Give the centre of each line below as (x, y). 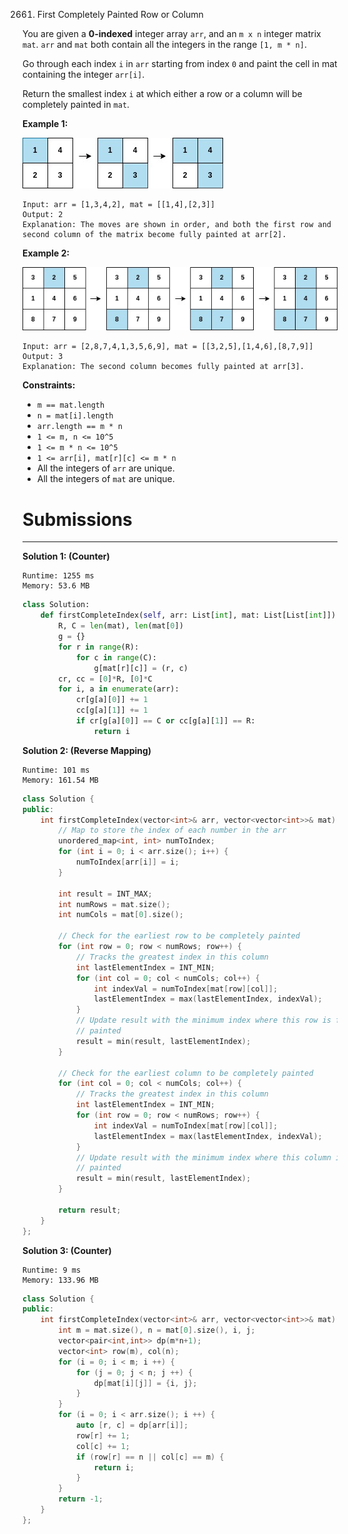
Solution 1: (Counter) (66, 556)
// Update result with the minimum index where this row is (203, 1020)
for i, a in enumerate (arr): (119, 689)
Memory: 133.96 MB (60, 1280)
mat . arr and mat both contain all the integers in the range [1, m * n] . (164, 44)
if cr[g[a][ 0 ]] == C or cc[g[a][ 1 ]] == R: (165, 721)
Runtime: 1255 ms (58, 576)
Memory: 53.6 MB (56, 586)
